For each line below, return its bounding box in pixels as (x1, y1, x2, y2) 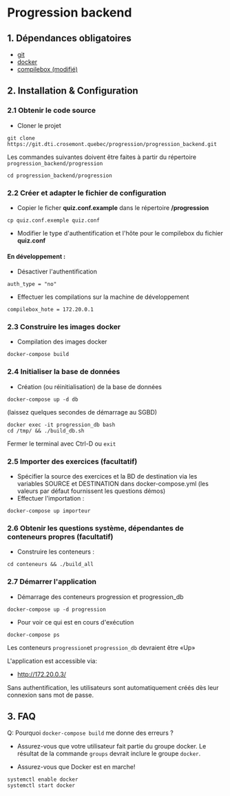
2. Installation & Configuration (7, 85, 139, 97)
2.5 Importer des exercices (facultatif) (7, 457, 138, 466)
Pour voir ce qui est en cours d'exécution (17, 618, 134, 626)
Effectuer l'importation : (17, 494, 85, 503)
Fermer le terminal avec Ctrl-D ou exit (7, 439, 116, 448)
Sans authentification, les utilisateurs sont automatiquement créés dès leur (7, 683, 219, 691)
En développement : (7, 252, 66, 260)
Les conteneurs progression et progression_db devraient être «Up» (7, 643, 196, 651)
